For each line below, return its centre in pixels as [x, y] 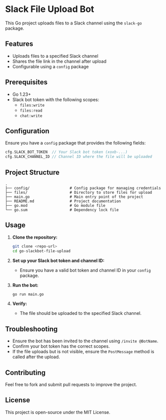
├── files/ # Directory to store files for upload [79, 192]
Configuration [27, 131]
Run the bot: [25, 285]
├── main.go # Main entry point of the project [74, 197]
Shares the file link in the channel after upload [59, 61]
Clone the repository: [35, 237]
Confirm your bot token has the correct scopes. [61, 346]
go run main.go [28, 294]
